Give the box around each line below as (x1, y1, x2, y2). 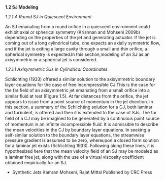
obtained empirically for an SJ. (5, 160, 67, 165)
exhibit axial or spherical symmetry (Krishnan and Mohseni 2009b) (5, 29, 140, 35)
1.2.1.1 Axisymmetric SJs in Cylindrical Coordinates (5, 66, 108, 72)
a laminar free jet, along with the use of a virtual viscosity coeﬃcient (5, 154, 144, 160)
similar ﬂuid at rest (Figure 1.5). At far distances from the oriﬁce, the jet (5, 93, 149, 99)
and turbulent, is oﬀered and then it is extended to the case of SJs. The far (5, 110, 157, 115)
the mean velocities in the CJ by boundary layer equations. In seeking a (5, 127, 150, 133)
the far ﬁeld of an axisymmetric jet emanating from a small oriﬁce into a (5, 88, 150, 93)
